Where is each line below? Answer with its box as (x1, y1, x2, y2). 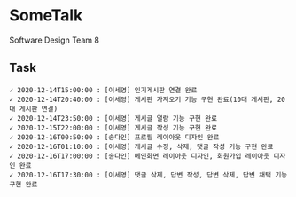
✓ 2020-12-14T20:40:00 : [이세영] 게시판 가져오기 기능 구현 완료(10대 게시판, (9, 95, 274, 104)
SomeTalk (9, 5, 83, 26)
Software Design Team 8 (9, 35, 100, 45)
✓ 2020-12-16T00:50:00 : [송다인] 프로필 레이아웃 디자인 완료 (9, 132, 220, 142)
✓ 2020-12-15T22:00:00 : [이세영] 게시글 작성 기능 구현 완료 (9, 123, 218, 132)
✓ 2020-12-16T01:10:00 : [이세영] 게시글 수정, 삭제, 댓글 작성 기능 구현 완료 (9, 142, 274, 151)
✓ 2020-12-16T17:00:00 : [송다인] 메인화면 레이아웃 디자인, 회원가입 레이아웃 (9, 152, 270, 161)
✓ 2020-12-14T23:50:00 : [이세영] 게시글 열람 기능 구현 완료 (9, 114, 218, 122)
